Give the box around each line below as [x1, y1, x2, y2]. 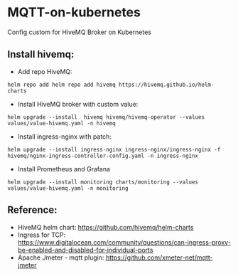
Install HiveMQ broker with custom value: [17, 100, 139, 108]
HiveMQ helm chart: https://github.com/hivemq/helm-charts [17, 223, 194, 231]
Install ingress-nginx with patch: [17, 132, 112, 141]
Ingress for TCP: [17, 230, 66, 239]
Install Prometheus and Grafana [17, 164, 111, 173]
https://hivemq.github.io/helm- [118, 81, 215, 88]
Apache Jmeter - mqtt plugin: [17, 253, 104, 262]
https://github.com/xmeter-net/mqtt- [105, 253, 213, 262]
